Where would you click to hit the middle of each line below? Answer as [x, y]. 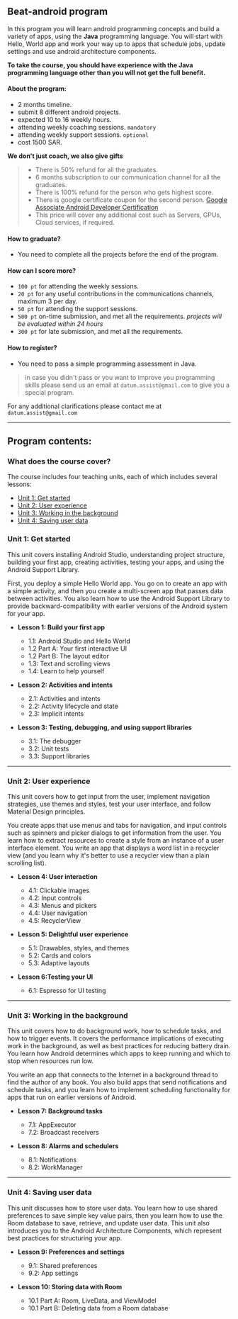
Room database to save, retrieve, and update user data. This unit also [109, 1223]
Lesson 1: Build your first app [61, 627]
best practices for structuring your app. [65, 1238]
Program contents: [50, 441]
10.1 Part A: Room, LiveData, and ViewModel [92, 1301]
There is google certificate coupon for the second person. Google [131, 200]
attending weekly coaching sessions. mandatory [87, 128]
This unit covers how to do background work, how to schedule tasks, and [114, 1031]
